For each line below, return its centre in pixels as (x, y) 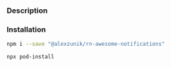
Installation (26, 29)
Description (27, 11)
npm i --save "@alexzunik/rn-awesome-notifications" (86, 44)
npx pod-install (30, 57)
